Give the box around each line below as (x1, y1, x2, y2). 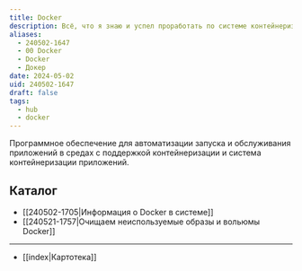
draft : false (9, 88, 58, 97)
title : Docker (9, 13, 63, 22)
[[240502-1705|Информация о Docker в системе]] (22, 206, 214, 217)
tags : (9, 96, 30, 106)
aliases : (9, 30, 42, 39)
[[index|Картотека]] (22, 251, 97, 262)
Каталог (9, 183, 58, 198)
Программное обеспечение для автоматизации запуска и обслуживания (9, 138, 291, 149)
